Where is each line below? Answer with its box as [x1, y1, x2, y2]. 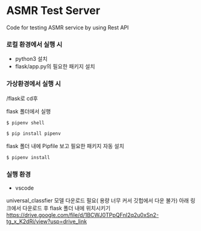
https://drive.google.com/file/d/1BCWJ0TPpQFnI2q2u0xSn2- [6, 211, 159, 219]
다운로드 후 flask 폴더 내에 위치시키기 [22, 205, 111, 212]
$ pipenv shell [6, 119, 45, 126]
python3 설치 [15, 55, 48, 63]
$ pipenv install [6, 155, 50, 161]
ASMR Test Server [6, 4, 100, 18]
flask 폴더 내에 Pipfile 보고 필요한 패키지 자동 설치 [6, 143, 124, 150]
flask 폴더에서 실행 [6, 107, 51, 115]
